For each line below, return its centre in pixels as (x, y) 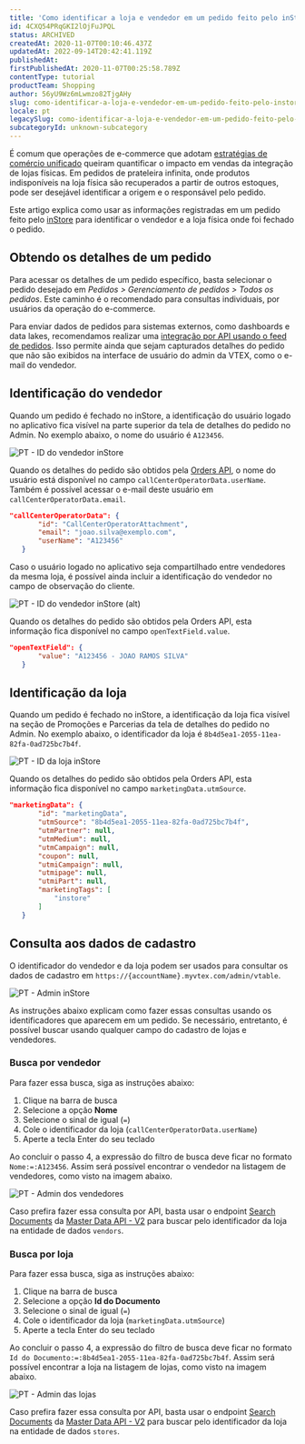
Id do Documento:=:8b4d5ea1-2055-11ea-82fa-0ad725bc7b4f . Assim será (142, 1358)
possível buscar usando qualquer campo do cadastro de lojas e (128, 1029)
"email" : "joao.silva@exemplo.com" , (107, 533)
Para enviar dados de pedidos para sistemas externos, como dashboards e (150, 326)
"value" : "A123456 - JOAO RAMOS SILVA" (113, 656)
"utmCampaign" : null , (79, 847)
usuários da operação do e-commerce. (83, 308)
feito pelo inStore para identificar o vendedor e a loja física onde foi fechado (152, 220)
